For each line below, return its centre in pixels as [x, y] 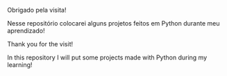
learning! [20, 65]
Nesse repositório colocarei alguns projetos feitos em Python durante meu [113, 23]
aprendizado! [26, 31]
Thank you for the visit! [40, 44]
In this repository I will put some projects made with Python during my [107, 57]
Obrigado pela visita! [37, 10]
